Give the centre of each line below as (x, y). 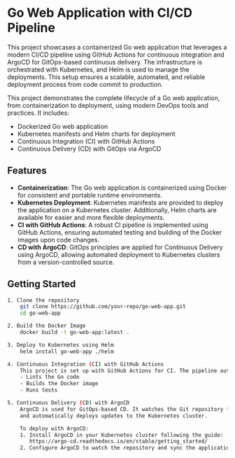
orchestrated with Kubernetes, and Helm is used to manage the (99, 69)
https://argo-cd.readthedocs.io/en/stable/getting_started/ (119, 442)
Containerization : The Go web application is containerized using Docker (122, 188)
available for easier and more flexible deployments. (91, 217)
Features (27, 171)
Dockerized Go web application (63, 126)
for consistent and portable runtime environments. (90, 195)
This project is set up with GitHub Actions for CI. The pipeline (119, 370)
